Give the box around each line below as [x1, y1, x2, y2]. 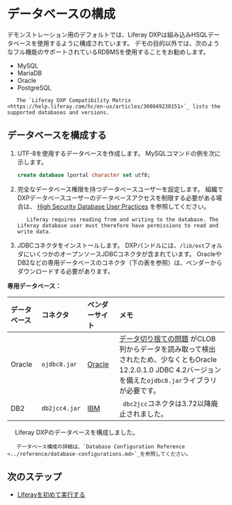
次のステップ [7, 471, 62, 483]
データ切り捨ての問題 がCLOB [119, 334, 216, 343]
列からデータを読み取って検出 [119, 344, 216, 354]
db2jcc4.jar [41, 404, 81, 412]
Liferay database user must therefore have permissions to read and [17, 222, 219, 229]
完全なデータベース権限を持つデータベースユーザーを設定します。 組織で [17, 184, 224, 193]
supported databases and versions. [7, 108, 110, 116]
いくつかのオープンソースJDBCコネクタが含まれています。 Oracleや [29, 249, 222, 258]
